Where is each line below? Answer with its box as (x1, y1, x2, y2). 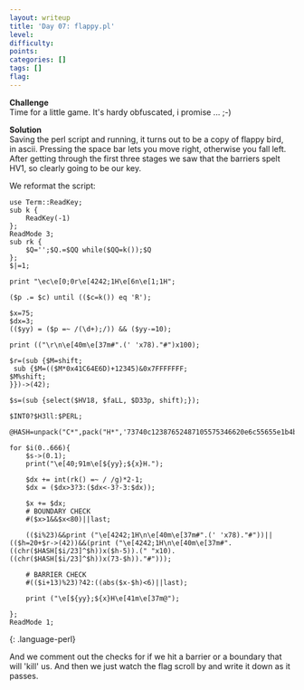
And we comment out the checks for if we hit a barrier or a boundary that (9, 651, 282, 662)
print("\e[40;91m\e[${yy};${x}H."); (25, 459, 165, 468)
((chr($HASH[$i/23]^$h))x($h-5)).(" (9, 546, 147, 555)
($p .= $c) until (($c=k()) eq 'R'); (9, 292, 152, 302)
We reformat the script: (9, 180, 97, 191)
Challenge (9, 97, 50, 108)
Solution (9, 124, 43, 135)
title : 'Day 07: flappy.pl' (9, 22, 116, 31)
